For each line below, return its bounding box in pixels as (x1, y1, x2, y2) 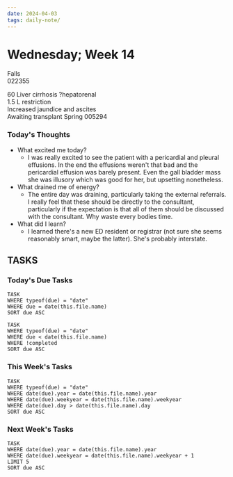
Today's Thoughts (7, 130, 71, 140)
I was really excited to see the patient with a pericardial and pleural (27, 153, 220, 161)
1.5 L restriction (7, 98, 51, 106)
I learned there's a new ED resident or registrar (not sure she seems (27, 227, 223, 235)
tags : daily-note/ (7, 17, 61, 24)
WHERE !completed (7, 340, 58, 347)
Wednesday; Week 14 (7, 47, 136, 63)
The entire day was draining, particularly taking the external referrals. (27, 190, 227, 198)
